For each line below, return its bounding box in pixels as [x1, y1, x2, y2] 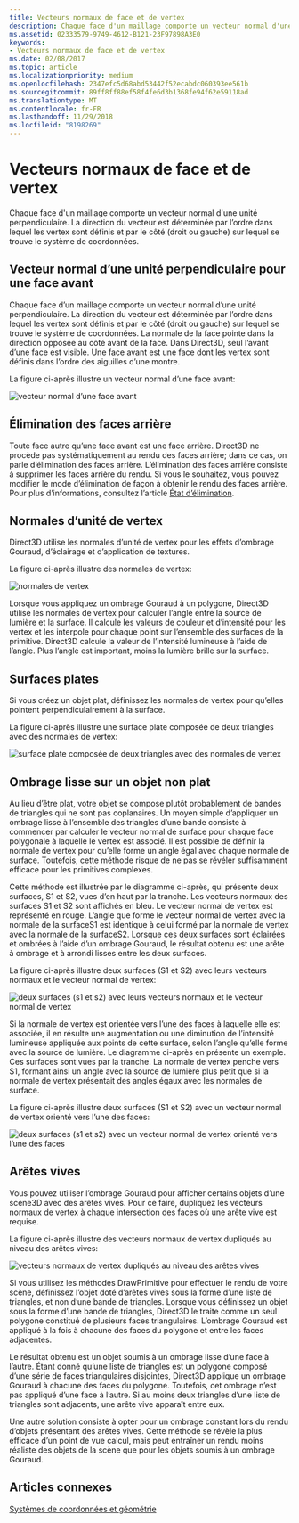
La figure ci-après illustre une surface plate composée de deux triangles [9, 722, 274, 733]
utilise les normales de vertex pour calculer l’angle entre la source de [9, 608, 262, 618]
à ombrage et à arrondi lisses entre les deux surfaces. [9, 948, 207, 958]
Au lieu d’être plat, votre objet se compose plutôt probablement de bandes [9, 798, 282, 808]
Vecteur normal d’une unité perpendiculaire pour [9, 262, 287, 277]
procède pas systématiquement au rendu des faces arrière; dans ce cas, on [9, 449, 287, 460]
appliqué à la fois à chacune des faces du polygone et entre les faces [9, 1324, 264, 1335]
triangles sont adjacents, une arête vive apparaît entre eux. [9, 1398, 225, 1409]
